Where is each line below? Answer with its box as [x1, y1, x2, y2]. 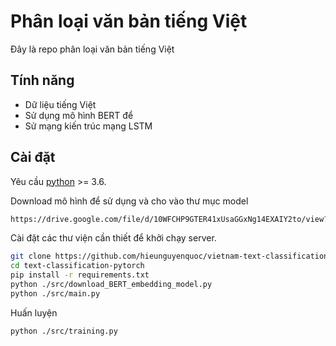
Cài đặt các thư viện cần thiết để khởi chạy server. [10, 232, 217, 244]
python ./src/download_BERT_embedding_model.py [10, 280, 213, 290]
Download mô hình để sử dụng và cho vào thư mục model [10, 195, 249, 207]
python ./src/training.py [10, 326, 118, 336]
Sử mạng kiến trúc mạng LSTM [24, 120, 153, 132]
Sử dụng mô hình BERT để [24, 109, 134, 121]
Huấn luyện [10, 306, 58, 319]
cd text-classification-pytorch [10, 261, 145, 271]
